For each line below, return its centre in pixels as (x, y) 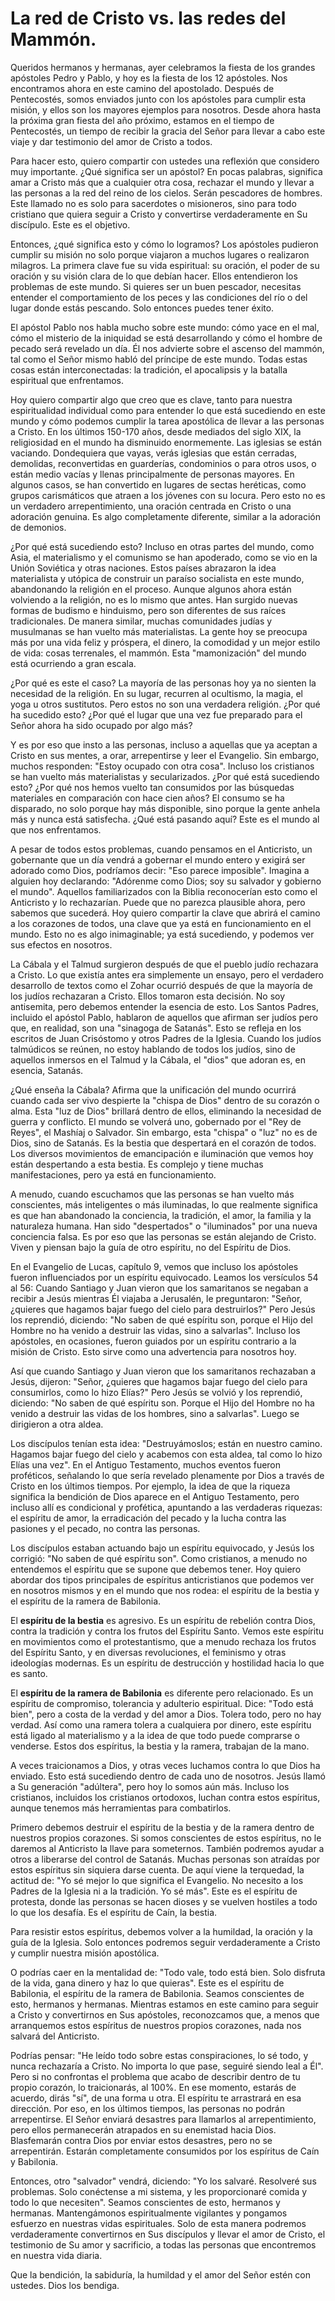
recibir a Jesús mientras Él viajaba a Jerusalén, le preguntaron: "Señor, (156, 1298)
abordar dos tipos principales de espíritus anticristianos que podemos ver (162, 1579)
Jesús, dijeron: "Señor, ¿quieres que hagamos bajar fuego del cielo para (159, 1381)
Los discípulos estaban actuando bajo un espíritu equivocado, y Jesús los (162, 1548)
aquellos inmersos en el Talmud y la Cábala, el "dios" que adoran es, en (158, 1059)
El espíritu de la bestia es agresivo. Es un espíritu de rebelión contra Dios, (163, 1620)
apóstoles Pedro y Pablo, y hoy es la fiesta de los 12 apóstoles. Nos (149, 78)
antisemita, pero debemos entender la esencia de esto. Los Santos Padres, (164, 1006)
